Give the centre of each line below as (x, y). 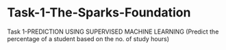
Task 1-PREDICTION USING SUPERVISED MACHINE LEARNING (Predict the (113, 32)
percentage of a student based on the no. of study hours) (88, 38)
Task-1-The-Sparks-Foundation (99, 13)
